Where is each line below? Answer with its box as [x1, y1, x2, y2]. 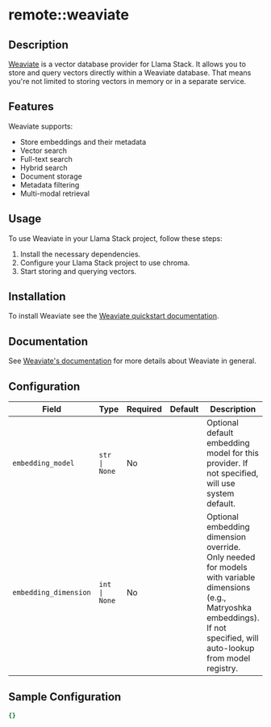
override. [206, 542, 241, 553]
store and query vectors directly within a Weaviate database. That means [8, 68, 252, 78]
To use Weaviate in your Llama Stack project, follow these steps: [8, 233, 223, 243]
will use [206, 478, 236, 489]
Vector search [19, 146, 67, 155]
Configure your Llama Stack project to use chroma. [19, 257, 190, 268]
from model [206, 653, 251, 664]
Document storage [19, 171, 82, 181]
